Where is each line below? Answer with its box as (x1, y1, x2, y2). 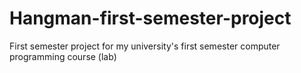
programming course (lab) (9, 50, 117, 62)
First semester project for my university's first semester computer (9, 40, 281, 52)
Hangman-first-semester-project (9, 7, 292, 30)
